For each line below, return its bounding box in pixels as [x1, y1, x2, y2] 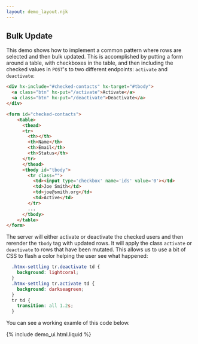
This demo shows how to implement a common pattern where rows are [6, 47, 182, 54]
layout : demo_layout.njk [6, 8, 68, 15]
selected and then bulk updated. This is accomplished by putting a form [6, 53, 184, 60]
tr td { [11, 297, 31, 303]
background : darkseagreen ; [17, 286, 84, 292]
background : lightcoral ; [17, 270, 79, 276]
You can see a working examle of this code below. [6, 319, 130, 327]
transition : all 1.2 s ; [17, 303, 74, 309]
